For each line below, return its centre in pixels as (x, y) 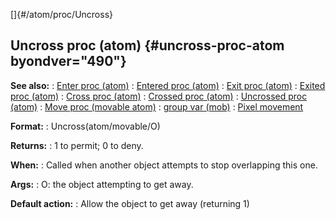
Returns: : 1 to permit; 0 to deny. (77, 145)
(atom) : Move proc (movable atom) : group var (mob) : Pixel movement (157, 106)
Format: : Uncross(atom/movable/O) (85, 126)
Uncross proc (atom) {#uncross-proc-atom (147, 45)
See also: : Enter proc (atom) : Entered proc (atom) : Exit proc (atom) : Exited (168, 85)
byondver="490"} (68, 61)
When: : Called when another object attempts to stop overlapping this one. (164, 165)
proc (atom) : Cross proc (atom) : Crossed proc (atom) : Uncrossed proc (159, 96)
